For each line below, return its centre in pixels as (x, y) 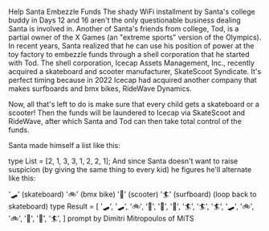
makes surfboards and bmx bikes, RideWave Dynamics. (100, 89)
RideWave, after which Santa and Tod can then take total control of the (125, 121)
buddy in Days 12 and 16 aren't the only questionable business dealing (124, 20)
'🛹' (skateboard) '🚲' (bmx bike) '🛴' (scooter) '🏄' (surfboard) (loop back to (132, 194)
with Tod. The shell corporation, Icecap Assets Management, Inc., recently (132, 63)
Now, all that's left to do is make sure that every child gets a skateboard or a (134, 104)
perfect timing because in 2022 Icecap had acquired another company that (132, 80)
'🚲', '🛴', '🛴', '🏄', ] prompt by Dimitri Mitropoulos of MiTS (101, 218)
